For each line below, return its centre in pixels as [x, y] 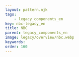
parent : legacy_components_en [37, 33]
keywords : [15, 42]
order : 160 [16, 47]
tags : [11, 14]
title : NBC [16, 28]
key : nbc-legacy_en [25, 24]
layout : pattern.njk [27, 10]
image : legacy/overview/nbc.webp [40, 38]
